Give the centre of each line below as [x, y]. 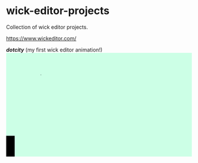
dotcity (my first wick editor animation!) [55, 50]
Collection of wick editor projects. [47, 27]
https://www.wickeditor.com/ [41, 38]
